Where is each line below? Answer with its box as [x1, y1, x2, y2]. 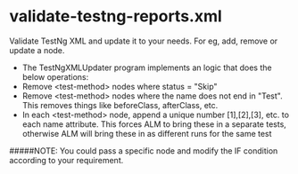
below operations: [21, 71, 89, 82]
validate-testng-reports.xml [9, 6, 223, 27]
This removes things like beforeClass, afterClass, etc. [21, 99, 219, 110]
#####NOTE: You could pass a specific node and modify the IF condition [9, 145, 278, 156]
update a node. [9, 44, 65, 55]
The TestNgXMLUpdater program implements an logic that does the [21, 62, 272, 73]
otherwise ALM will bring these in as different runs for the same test [21, 128, 272, 138]
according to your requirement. [9, 154, 124, 165]
